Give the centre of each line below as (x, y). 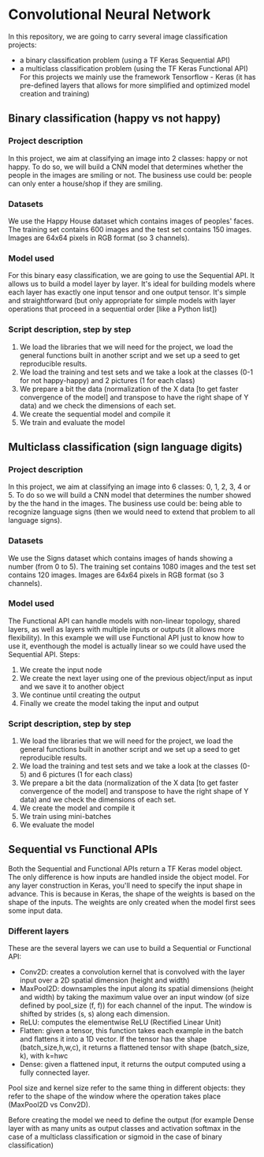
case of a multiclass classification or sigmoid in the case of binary (115, 1137)
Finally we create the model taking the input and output (109, 703)
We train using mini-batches (65, 817)
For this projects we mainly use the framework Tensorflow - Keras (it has (138, 77)
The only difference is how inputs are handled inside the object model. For (129, 877)
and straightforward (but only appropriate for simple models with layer (122, 301)
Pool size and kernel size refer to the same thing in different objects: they (127, 1088)
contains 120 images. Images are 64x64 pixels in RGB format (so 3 (116, 575)
